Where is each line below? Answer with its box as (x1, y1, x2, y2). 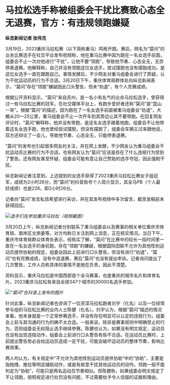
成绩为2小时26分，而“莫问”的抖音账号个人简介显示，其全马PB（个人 (14, 179, 156, 185)
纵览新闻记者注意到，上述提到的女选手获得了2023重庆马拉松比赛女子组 (5, 172, 154, 178)
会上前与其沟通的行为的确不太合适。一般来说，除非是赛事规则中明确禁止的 (5, 319, 160, 325)
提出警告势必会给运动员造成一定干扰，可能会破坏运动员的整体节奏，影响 (9, 338, 160, 344)
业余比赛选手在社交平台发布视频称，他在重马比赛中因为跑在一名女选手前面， (5, 52, 165, 58)
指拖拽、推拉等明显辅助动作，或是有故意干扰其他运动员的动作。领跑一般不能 (5, 361, 165, 367)
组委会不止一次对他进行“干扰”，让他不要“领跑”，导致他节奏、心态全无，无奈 (5, 58, 164, 64)
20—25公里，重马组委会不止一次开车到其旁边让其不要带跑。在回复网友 (14, 113, 163, 119)
